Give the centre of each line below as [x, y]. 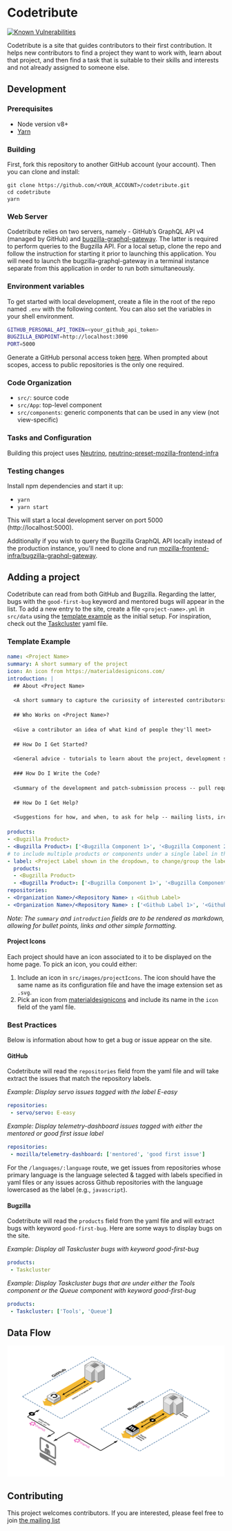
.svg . [25, 992]
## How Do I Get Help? [46, 803]
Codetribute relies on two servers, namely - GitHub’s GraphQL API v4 [106, 232]
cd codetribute [29, 192]
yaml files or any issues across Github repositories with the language [105, 1182]
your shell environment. [41, 316]
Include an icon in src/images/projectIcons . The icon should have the [116, 977]
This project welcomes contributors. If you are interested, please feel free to [115, 1513]
